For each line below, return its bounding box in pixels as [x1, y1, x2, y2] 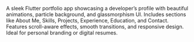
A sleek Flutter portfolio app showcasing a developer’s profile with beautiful [6, 5, 189, 12]
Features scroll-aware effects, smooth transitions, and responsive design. [6, 23, 184, 30]
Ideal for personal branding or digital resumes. [6, 29, 118, 36]
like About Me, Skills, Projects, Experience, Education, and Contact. [6, 17, 169, 24]
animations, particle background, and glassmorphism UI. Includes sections [6, 11, 186, 18]
